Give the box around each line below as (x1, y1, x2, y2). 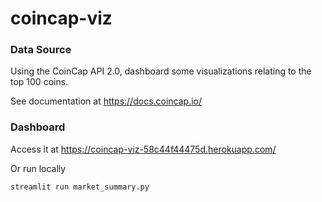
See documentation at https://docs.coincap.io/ (10, 95, 203, 107)
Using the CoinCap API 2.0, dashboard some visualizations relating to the (10, 65, 312, 77)
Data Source (10, 43, 72, 57)
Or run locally (10, 162, 67, 174)
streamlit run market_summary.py (10, 182, 150, 192)
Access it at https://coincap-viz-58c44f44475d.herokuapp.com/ (10, 143, 277, 155)
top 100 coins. (10, 76, 69, 88)
